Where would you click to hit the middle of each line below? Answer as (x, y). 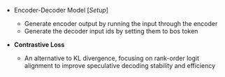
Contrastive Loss (39, 44)
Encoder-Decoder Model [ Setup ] (61, 10)
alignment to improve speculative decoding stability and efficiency (120, 65)
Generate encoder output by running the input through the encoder (121, 23)
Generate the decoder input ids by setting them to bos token (111, 31)
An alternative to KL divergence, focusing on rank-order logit (111, 58)
